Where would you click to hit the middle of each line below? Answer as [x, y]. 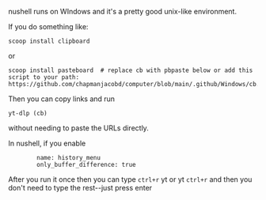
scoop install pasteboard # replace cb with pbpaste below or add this [131, 70]
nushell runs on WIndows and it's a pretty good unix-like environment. [123, 11]
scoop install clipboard [49, 41]
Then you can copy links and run [62, 99]
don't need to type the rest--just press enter [80, 188]
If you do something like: [48, 26]
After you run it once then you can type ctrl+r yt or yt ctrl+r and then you [130, 179]
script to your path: [44, 77]
